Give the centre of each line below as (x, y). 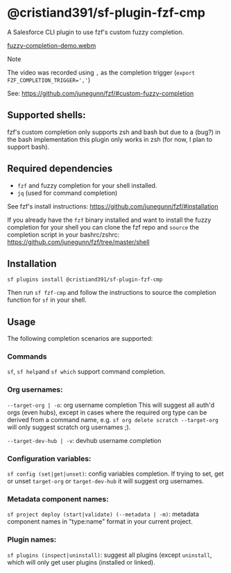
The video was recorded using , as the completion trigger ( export (101, 72)
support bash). (28, 147)
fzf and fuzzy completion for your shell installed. (87, 185)
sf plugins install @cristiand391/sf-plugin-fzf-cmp (85, 280)
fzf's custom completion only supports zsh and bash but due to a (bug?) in (114, 132)
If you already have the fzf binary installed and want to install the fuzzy (109, 220)
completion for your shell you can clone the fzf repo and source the (103, 227)
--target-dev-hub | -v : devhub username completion (84, 440)
